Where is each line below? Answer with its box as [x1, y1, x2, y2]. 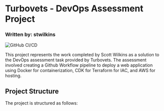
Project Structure [5, 87, 59, 95]
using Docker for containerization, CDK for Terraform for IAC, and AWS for [5, 68, 156, 74]
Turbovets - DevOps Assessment [5, 3, 143, 14]
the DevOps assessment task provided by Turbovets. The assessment [5, 57, 147, 63]
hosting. [5, 73, 22, 79]
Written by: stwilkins [5, 31, 55, 38]
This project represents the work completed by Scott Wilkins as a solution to [5, 52, 160, 58]
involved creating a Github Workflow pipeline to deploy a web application [5, 62, 153, 68]
